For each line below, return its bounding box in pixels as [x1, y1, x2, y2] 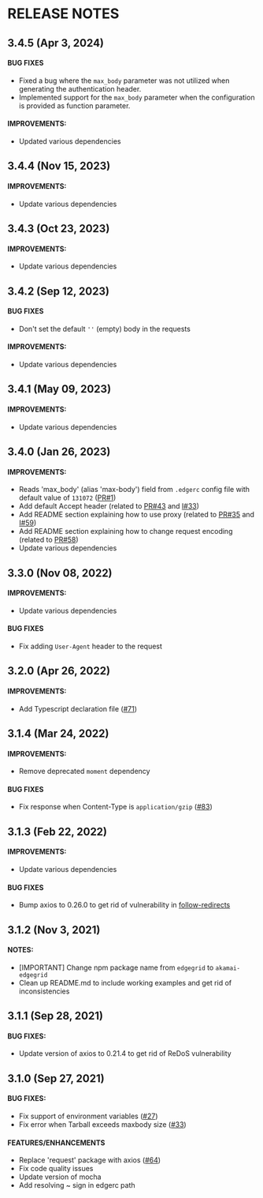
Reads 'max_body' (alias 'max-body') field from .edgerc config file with [18, 485, 250, 494]
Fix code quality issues [18, 1164, 94, 1174]
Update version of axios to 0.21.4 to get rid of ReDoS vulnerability [18, 1049, 232, 1058]
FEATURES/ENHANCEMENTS [7, 1138, 106, 1147]
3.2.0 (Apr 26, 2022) [7, 664, 111, 678]
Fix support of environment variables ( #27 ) [18, 1111, 158, 1121]
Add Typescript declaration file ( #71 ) [18, 704, 138, 713]
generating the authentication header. [18, 84, 142, 93]
